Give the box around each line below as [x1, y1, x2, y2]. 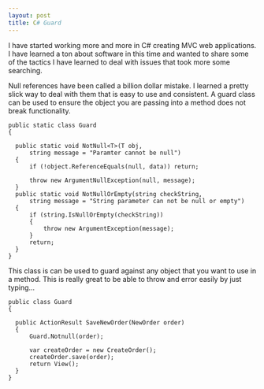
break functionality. [8, 106, 71, 115]
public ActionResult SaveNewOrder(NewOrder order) [15, 318, 185, 327]
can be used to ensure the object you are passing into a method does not [8, 98, 247, 107]
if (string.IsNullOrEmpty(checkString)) [28, 210, 164, 219]
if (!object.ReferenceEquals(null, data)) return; [28, 162, 199, 170]
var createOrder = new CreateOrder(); [28, 346, 157, 354]
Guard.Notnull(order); [28, 332, 104, 340]
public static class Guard [8, 121, 97, 129]
